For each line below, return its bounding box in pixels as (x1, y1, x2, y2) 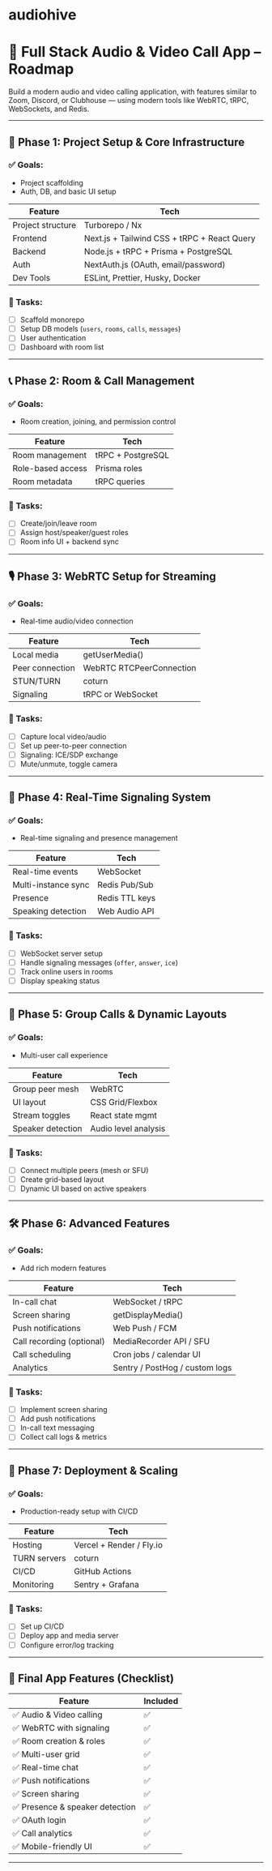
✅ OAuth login (12, 1814, 66, 1826)
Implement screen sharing (19, 1405, 108, 1415)
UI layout (12, 1096, 47, 1107)
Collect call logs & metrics (19, 1432, 108, 1442)
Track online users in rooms (19, 966, 113, 976)
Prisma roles (95, 463, 143, 474)
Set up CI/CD (19, 1621, 65, 1631)
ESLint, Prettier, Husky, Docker (83, 272, 201, 283)
